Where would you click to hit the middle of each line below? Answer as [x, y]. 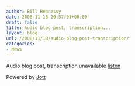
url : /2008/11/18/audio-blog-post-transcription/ [68, 38]
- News [14, 49]
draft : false [22, 22]
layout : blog [22, 33]
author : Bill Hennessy [34, 11]
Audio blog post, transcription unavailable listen [63, 66]
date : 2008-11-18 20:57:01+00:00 [47, 17]
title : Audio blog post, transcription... [58, 28]
